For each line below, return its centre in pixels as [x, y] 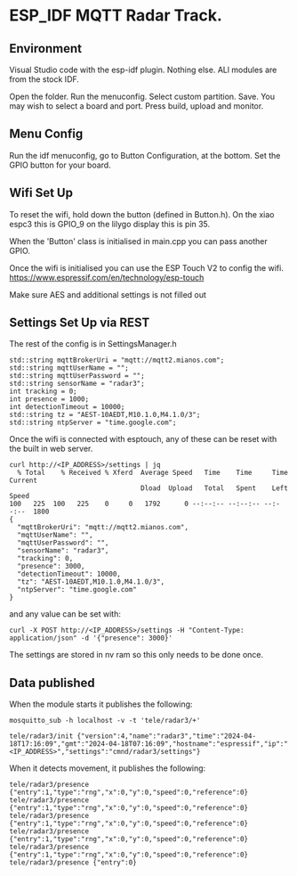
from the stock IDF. [44, 79]
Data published [52, 683]
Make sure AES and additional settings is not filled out [108, 294]
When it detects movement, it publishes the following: [108, 768]
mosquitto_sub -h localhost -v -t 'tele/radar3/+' [105, 721]
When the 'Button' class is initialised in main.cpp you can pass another [139, 241]
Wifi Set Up [41, 193]
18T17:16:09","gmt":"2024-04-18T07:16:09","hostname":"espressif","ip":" [149, 744]
